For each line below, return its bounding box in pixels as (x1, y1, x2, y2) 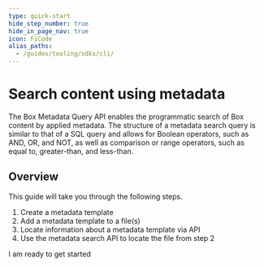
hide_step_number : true (8, 20, 89, 28)
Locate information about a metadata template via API (19, 225, 201, 234)
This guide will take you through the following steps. (8, 191, 183, 201)
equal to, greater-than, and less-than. (8, 146, 134, 155)
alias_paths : (8, 42, 53, 50)
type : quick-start (8, 11, 71, 20)
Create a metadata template (19, 207, 114, 217)
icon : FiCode (8, 34, 53, 43)
